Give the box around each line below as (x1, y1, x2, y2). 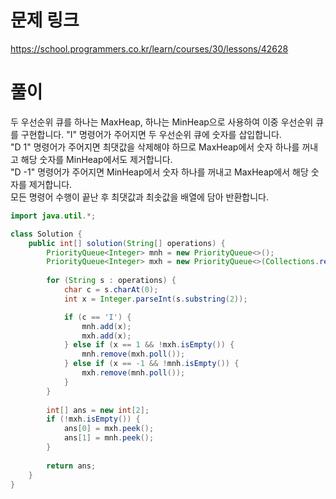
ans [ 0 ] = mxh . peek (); (63, 424, 155, 434)
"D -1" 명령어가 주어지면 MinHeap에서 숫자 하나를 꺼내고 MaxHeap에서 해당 (10, 166, 309, 178)
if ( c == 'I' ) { (63, 312, 132, 322)
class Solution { (10, 229, 83, 239)
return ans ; (46, 461, 97, 471)
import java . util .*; (10, 211, 97, 221)
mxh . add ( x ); (81, 331, 132, 341)
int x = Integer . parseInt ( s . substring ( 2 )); (63, 294, 248, 304)
